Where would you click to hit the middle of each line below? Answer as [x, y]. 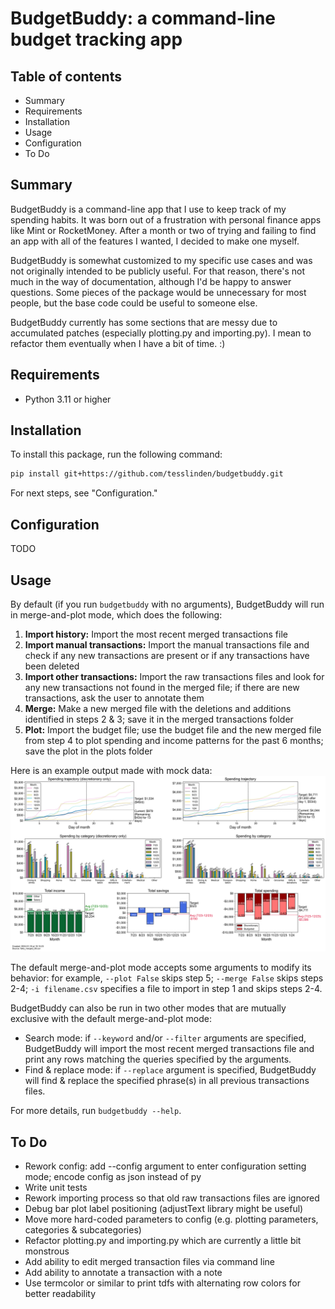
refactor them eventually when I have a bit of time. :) [118, 343]
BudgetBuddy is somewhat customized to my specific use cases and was [161, 260]
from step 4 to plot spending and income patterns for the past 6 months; [174, 740]
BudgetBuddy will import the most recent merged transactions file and [169, 1049]
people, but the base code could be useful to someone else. [134, 303]
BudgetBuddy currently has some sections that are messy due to [144, 322]
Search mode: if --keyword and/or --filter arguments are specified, [165, 1038]
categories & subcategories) [83, 1230]
